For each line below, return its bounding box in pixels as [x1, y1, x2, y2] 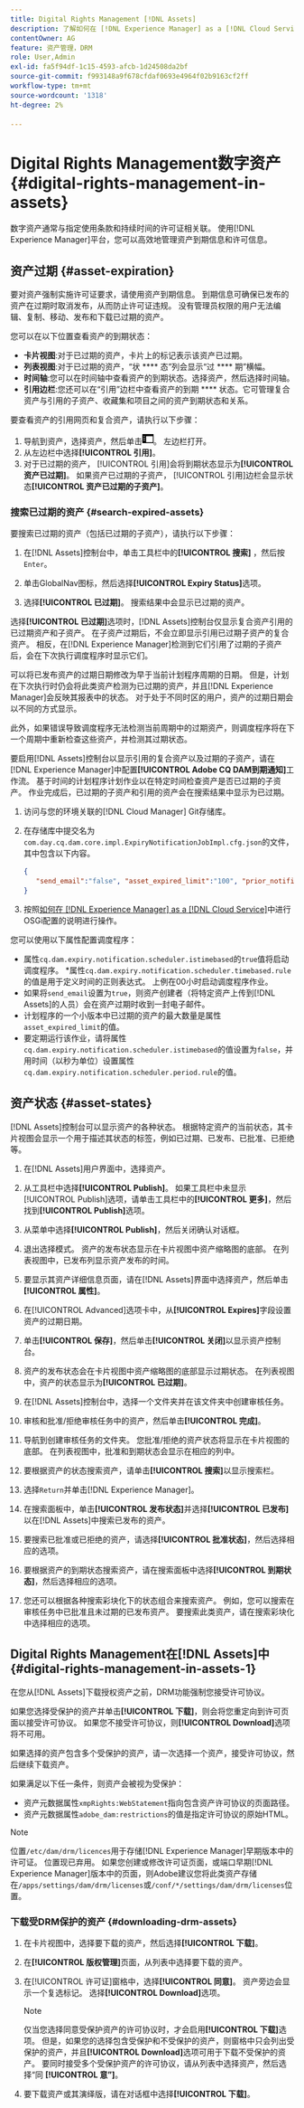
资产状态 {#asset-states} [10, 1095, 152, 1111]
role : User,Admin [10, 52, 76, 62]
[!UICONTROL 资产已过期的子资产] [31, 481, 161, 492]
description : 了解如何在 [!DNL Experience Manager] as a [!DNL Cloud [10, 24, 271, 33]
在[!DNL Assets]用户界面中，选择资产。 [23, 1163, 170, 1174]
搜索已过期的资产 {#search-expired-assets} [10, 506, 205, 519]
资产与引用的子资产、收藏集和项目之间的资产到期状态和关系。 [23, 395, 253, 406]
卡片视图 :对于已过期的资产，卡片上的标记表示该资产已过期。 [23, 350, 247, 361]
